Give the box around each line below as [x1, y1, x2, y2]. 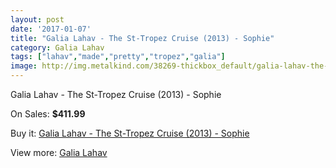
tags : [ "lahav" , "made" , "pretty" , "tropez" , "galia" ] [10, 52, 226, 62]
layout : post [10, 14, 65, 25]
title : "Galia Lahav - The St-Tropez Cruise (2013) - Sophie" [10, 33, 275, 43]
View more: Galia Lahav [10, 147, 108, 158]
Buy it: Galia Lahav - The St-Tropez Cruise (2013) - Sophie [10, 127, 250, 139]
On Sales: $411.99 [10, 108, 86, 120]
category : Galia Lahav [10, 42, 105, 53]
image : [10, 61, 38, 71]
